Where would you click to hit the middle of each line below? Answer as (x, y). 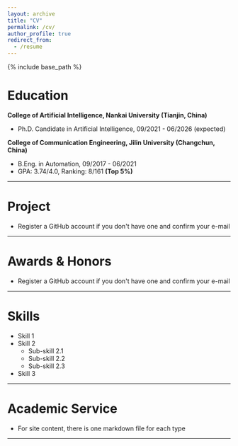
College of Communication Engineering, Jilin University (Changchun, (111, 142)
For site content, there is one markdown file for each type (101, 428)
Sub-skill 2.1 (46, 350)
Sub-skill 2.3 (46, 366)
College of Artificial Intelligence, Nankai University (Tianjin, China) (107, 115)
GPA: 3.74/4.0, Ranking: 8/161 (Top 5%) (75, 171)
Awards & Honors (59, 262)
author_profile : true (39, 34)
